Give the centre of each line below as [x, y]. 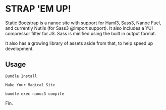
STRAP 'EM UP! [38, 9]
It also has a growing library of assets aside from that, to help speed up [79, 43]
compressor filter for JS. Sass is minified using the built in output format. [81, 33]
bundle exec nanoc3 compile [35, 94]
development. [19, 48]
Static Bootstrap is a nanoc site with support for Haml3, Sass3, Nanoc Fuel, [83, 23]
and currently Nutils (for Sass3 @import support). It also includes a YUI [79, 28]
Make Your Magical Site [30, 85]
